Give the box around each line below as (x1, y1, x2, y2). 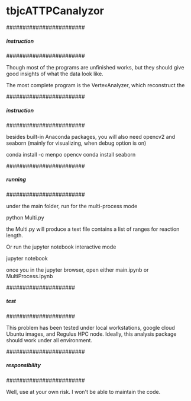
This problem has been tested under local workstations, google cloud (6, 324, 176, 331)
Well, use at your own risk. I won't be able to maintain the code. (6, 388, 161, 395)
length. (6, 231, 24, 238)
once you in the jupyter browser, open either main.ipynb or (6, 266, 149, 273)
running (6, 176, 27, 183)
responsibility (6, 362, 41, 369)
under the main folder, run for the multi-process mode (6, 202, 138, 209)
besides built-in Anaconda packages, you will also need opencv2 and (6, 133, 176, 140)
